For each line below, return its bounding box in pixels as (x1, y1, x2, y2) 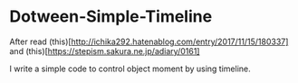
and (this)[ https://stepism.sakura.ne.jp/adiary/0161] (9, 45, 200, 56)
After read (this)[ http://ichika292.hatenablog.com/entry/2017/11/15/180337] (9, 36, 289, 47)
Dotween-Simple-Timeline (9, 6, 213, 27)
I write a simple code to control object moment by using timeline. (9, 63, 251, 74)
